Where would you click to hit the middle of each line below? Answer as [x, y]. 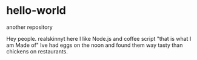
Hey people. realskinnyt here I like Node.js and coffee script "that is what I [99, 38]
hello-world [36, 10]
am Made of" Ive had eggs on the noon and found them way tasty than [95, 45]
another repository [29, 27]
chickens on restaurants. [37, 51]
